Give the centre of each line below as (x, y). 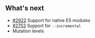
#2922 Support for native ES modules (51, 20)
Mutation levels (28, 31)
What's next (24, 8)
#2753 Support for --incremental (47, 25)
